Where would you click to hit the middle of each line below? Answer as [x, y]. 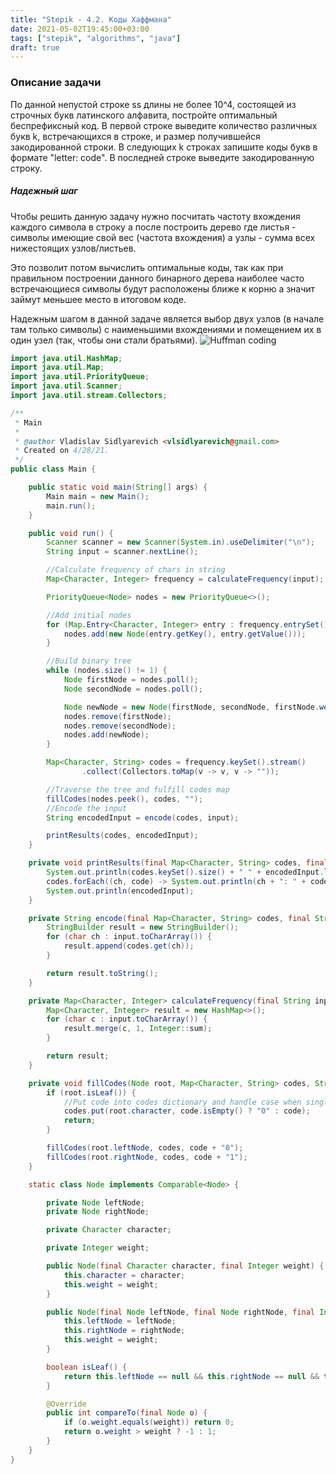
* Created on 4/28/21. [62, 451]
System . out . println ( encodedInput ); [120, 891]
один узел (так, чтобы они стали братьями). [104, 340]
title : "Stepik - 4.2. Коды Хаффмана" [91, 19]
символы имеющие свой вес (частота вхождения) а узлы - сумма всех [163, 237]
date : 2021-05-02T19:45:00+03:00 [80, 29]
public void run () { [71, 533]
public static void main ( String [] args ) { [118, 487]
